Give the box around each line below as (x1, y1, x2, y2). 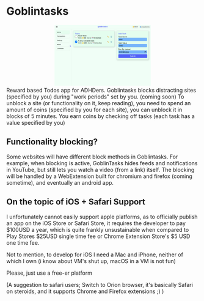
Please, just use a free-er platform (6, 269, 93, 277)
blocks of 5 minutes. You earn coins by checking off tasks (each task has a (6, 112, 195, 120)
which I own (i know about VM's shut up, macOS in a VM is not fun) (6, 257, 176, 264)
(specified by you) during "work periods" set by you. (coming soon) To (6, 93, 184, 100)
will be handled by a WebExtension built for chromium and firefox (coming (6, 173, 192, 180)
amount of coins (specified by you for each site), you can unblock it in (6, 106, 183, 113)
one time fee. (6, 239, 40, 246)
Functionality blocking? (6, 136, 98, 147)
